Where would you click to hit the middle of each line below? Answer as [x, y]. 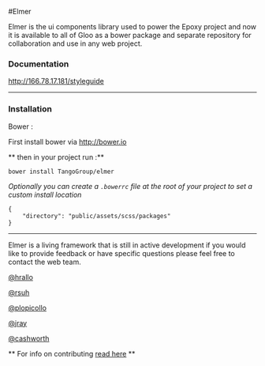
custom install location [45, 194]
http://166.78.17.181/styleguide [56, 81]
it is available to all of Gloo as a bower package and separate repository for [130, 35]
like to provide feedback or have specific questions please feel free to [121, 253]
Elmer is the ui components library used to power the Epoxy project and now [132, 26]
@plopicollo [28, 308]
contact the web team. [45, 262]
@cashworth [29, 338]
